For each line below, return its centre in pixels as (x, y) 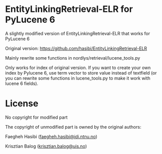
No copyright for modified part (37, 117)
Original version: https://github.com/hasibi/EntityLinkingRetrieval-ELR (76, 48)
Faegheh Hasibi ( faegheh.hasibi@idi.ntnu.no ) (51, 136)
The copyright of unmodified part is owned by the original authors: (73, 127)
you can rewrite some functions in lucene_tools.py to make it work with (78, 78)
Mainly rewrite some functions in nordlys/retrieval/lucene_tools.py (73, 58)
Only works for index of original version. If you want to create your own (78, 68)
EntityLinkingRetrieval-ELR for (69, 9)
